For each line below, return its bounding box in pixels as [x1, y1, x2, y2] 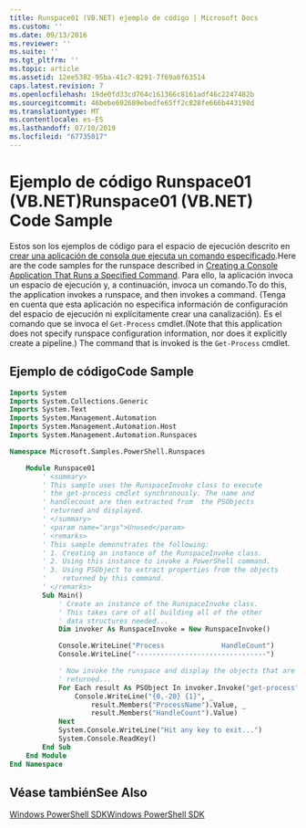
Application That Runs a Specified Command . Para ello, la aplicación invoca [9, 269, 293, 280]
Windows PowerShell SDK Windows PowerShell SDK [9, 809, 205, 820]
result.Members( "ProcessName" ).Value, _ [90, 700, 247, 709]
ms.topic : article [9, 65, 79, 74]
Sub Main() [42, 591, 84, 600]
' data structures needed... [57, 616, 169, 625]
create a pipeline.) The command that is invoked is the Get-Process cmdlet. [9, 337, 291, 348]
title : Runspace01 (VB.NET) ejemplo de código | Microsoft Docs [9, 13, 259, 23]
